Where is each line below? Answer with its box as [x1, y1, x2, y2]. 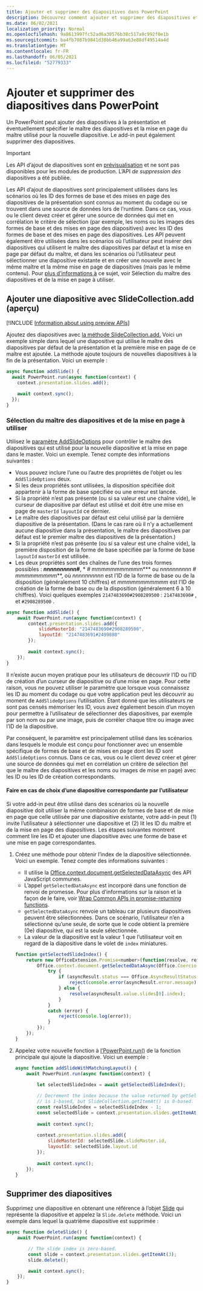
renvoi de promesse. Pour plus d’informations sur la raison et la [24, 888, 182, 895]
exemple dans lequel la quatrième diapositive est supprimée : [6, 1218, 159, 1225]
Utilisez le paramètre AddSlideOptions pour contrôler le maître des [6, 438, 172, 445]
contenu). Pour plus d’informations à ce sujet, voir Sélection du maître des [6, 270, 191, 277]
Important [6, 150, 31, 157]
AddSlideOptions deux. [14, 475, 71, 482]
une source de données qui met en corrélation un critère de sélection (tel [6, 760, 188, 767]
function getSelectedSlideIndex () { [14, 951, 108, 958]
